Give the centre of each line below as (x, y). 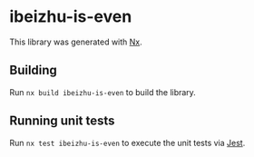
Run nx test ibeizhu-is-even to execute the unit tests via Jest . (127, 142)
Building (33, 70)
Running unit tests (62, 121)
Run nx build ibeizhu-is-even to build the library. (103, 92)
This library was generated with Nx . (76, 42)
